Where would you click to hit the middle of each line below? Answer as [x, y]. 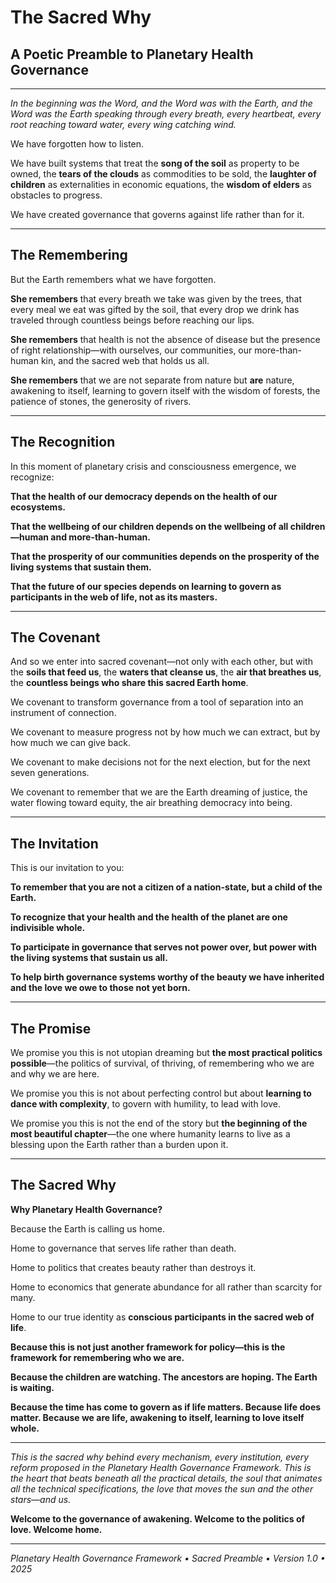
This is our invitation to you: [67, 868]
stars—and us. [41, 1499]
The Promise [51, 1028]
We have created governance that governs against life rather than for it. [157, 214]
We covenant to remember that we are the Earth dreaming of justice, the [159, 792]
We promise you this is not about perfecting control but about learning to [161, 1093]
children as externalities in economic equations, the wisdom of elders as [161, 184]
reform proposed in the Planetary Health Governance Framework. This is [161, 1467]
